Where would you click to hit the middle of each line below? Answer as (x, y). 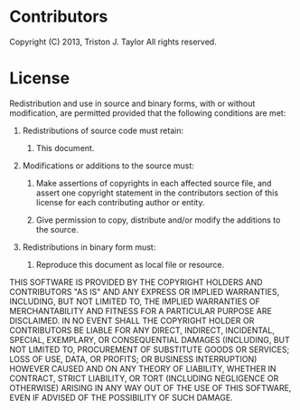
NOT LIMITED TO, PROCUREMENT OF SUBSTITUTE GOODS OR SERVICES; (150, 349)
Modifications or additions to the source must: (108, 166)
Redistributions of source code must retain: (103, 130)
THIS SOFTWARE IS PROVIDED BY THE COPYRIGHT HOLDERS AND (136, 281)
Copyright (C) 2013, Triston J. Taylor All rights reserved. (113, 42)
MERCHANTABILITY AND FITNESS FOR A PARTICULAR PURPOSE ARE (141, 310)
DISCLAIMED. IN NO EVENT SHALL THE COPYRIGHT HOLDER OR (132, 320)
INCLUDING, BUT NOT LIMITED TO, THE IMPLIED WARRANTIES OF (135, 301)
